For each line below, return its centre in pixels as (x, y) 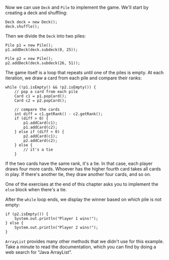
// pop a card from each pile (46, 92)
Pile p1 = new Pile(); (29, 45)
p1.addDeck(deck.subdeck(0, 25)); (42, 50)
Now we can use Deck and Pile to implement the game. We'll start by (77, 7)
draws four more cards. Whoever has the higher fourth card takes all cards (83, 169)
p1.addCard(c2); (40, 127)
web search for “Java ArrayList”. (39, 252)
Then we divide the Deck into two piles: (46, 36)
